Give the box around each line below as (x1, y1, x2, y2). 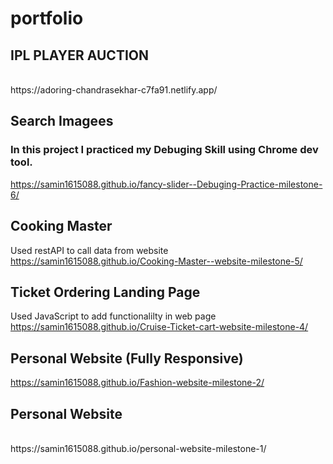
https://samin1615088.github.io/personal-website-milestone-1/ (10, 442, 267, 454)
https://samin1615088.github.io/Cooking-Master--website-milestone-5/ (10, 255, 303, 267)
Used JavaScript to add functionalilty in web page (10, 310, 217, 322)
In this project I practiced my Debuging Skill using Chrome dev (10, 143, 319, 157)
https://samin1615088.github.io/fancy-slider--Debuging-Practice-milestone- (10, 178, 323, 190)
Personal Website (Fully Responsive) (10, 350, 244, 367)
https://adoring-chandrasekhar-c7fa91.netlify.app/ (10, 84, 218, 96)
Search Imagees (10, 113, 114, 130)
